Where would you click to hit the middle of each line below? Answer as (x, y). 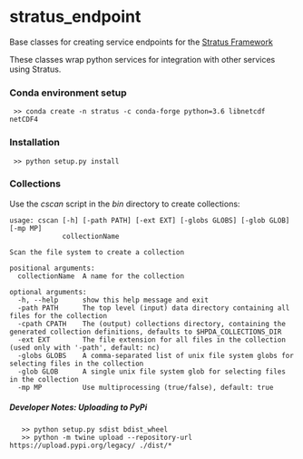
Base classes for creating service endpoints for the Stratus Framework (142, 42)
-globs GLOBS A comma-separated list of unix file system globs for (156, 355)
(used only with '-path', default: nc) (85, 347)
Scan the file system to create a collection (97, 252)
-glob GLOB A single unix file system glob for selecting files (151, 371)
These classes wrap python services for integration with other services (142, 59)
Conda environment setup (68, 93)
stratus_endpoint (75, 17)
